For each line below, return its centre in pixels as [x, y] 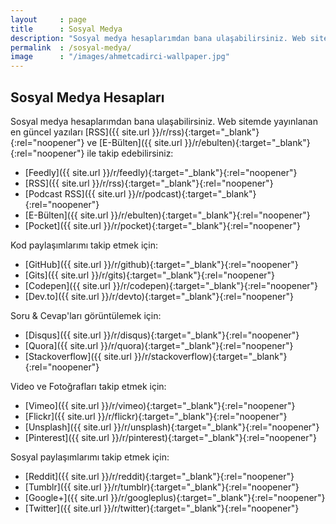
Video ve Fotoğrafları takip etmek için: [88, 386]
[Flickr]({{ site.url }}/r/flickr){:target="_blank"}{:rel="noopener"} [156, 416]
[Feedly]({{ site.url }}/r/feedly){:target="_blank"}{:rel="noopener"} [161, 172]
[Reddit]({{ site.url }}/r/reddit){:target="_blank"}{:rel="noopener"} [159, 476]
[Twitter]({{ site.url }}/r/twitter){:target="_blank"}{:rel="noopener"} [162, 508]
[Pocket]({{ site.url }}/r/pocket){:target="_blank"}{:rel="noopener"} [163, 225]
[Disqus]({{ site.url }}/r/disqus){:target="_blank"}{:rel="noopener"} [162, 335]
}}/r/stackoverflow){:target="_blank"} [210, 356]
